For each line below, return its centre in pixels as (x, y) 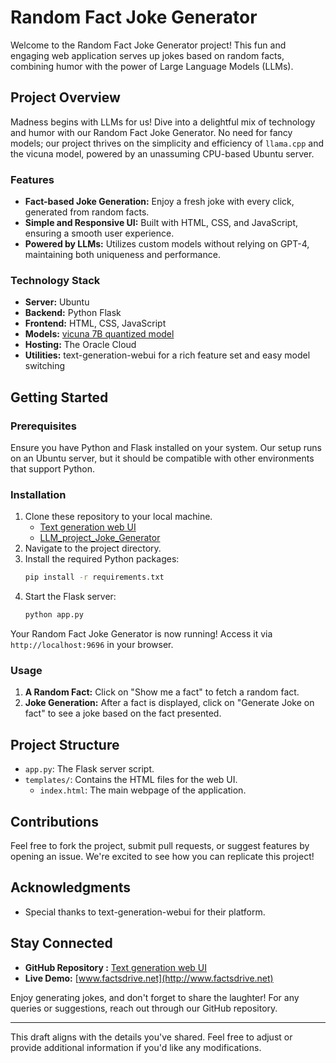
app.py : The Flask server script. (89, 769)
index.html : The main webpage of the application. (143, 790)
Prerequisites (43, 426)
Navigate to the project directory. (93, 548)
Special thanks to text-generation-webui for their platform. (145, 912)
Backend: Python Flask (73, 313)
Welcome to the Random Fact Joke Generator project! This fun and (148, 45)
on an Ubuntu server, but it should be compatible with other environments (162, 458)
